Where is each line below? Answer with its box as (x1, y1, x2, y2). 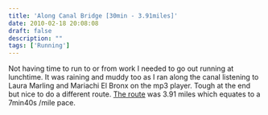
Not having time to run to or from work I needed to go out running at (8, 64, 234, 73)
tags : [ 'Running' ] (8, 42, 70, 50)
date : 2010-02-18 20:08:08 (8, 19, 99, 27)
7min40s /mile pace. (8, 98, 76, 108)
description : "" (8, 34, 63, 43)
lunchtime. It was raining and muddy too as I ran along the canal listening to (8, 72, 259, 82)
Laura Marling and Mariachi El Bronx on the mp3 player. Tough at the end (8, 81, 251, 91)
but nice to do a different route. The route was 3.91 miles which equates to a (8, 89, 261, 99)
